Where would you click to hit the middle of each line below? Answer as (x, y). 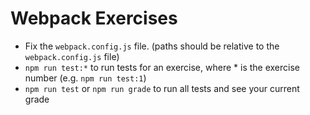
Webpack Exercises (94, 18)
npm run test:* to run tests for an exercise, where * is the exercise (162, 67)
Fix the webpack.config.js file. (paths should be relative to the (152, 46)
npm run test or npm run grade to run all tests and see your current (162, 88)
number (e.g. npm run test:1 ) (85, 78)
